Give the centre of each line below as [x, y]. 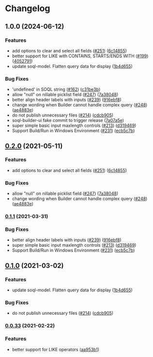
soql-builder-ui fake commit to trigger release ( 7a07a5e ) [68, 120]
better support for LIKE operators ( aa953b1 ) [56, 349]
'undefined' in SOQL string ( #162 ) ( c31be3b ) [56, 89]
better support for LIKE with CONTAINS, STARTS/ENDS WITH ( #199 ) [80, 56]
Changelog [28, 8]
